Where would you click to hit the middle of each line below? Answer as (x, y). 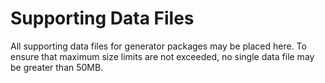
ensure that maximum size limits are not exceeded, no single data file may (162, 56)
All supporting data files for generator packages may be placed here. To (158, 46)
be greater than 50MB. (57, 67)
